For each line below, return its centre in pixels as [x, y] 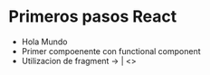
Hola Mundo [44, 42]
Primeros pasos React [93, 17]
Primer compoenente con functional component [111, 51]
